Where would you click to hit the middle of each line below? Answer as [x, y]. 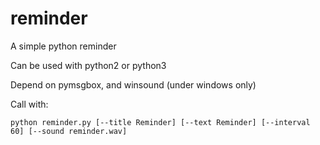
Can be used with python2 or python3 [88, 65]
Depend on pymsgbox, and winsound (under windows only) [133, 84]
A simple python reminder [63, 46]
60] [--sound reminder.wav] [69, 131]
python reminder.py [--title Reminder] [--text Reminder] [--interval [160, 122]
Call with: [29, 104]
